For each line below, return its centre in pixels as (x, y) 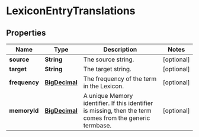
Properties (26, 33)
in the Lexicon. (104, 86)
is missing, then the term (118, 111)
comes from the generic (117, 118)
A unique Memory (108, 96)
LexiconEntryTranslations (71, 11)
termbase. (97, 125)
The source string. (109, 59)
